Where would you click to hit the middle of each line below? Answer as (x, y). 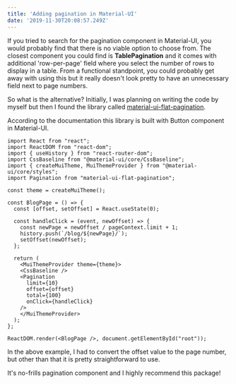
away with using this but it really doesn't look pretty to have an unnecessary (118, 78)
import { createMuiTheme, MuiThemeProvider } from (83, 166)
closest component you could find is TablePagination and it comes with (112, 55)
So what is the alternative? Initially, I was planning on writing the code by (113, 99)
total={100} (43, 295)
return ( (26, 258)
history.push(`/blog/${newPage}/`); (74, 234)
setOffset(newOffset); (53, 240)
